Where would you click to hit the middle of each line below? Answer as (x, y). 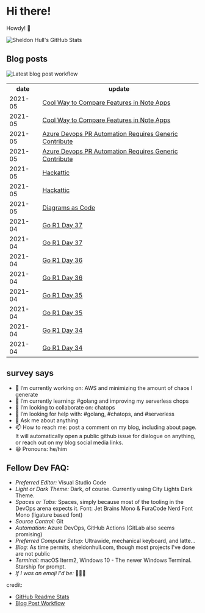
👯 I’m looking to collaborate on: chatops (65, 407)
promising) (29, 534)
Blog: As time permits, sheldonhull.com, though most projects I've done (105, 547)
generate (27, 394)
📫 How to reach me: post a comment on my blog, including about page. (106, 427)
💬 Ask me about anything (47, 420)
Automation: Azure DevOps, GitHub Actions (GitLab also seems (95, 528)
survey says (30, 373)
